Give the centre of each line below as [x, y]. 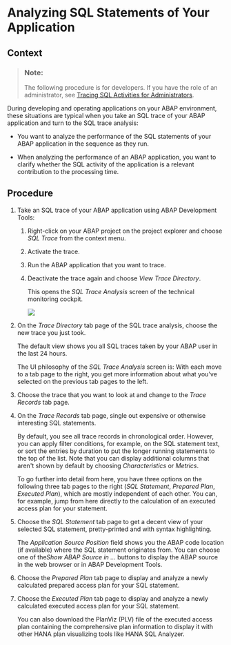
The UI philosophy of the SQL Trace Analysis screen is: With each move [119, 367]
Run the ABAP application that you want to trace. [97, 264]
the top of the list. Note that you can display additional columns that [113, 458]
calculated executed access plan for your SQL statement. [99, 606]
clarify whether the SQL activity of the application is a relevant [106, 164]
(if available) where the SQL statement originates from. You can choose [119, 550]
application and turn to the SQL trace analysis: [73, 123]
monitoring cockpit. [55, 299]
